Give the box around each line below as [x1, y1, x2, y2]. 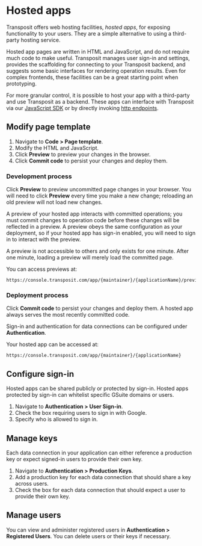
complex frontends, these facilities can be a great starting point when [6, 73, 179, 81]
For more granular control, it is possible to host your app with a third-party [6, 92, 190, 99]
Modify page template [6, 122, 91, 132]
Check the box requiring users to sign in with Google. [14, 409, 147, 417]
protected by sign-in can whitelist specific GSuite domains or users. [6, 391, 174, 399]
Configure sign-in [6, 368, 74, 379]
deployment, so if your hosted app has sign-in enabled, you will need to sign [6, 229, 196, 237]
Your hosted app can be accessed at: [6, 341, 99, 348]
